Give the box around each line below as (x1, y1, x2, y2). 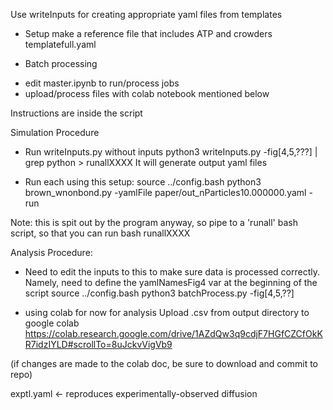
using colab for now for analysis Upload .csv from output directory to (24, 307, 310, 318)
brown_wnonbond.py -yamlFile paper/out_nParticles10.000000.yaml (24, 187, 307, 198)
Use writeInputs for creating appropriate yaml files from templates (10, 9, 283, 20)
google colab (24, 317, 80, 329)
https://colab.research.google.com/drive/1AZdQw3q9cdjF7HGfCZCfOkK (24, 328, 323, 339)
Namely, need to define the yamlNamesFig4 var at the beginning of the (24, 277, 318, 288)
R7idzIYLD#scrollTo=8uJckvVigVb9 (24, 339, 173, 350)
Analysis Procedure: (10, 247, 93, 258)
